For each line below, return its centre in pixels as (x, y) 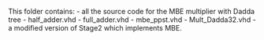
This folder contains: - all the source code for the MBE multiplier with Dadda (131, 11)
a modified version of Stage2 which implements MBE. (95, 28)
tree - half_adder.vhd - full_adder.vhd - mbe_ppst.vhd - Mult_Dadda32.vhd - (132, 20)
